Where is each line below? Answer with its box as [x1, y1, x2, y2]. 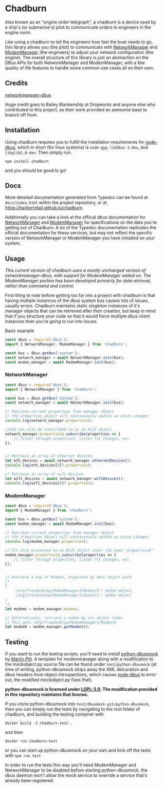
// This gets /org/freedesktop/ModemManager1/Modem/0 [5, 620, 117, 625]
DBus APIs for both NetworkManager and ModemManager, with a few [5, 60, 145, 65]
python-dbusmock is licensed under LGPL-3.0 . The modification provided [5, 686, 158, 692]
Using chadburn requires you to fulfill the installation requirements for [5, 139, 145, 145]
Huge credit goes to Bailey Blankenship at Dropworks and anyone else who [5, 101, 156, 107]
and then [5, 729, 23, 735]
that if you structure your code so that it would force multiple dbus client [5, 313, 150, 319]
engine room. [5, 29, 32, 35]
